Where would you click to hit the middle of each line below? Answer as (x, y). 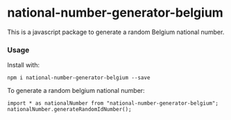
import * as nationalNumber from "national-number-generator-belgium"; (113, 103)
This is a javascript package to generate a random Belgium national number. (116, 32)
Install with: (24, 65)
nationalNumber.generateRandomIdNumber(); (69, 110)
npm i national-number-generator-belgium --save (79, 78)
